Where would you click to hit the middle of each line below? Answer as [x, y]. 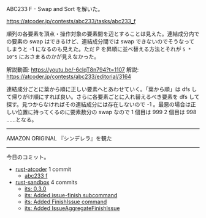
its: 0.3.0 [35, 189]
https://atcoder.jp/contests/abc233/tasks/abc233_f [71, 21]
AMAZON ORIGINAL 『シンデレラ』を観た [59, 138]
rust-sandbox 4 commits [46, 182]
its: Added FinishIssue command [66, 202]
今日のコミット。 [28, 157]
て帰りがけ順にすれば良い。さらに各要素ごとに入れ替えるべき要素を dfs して [103, 97]
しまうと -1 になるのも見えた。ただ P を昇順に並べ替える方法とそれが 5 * [99, 49]
